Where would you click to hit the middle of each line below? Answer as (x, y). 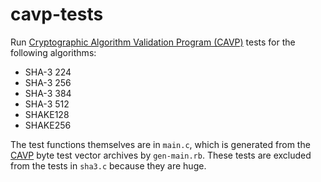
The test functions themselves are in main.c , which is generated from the (160, 144)
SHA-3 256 (48, 82)
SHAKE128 (47, 114)
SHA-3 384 (48, 93)
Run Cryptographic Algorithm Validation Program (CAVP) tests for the (153, 42)
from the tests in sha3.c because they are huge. (108, 165)
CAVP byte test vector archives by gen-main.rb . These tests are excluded (161, 155)
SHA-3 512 (47, 104)
